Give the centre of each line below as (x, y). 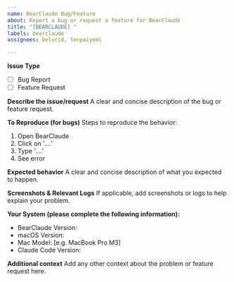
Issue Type (24, 66)
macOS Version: (41, 235)
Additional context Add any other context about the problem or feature (111, 264)
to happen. (23, 180)
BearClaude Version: (47, 228)
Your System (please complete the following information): (94, 214)
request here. (27, 271)
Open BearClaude (43, 136)
